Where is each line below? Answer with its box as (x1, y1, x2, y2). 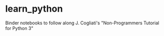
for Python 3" (5, 25, 34, 31)
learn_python (5, 3, 63, 15)
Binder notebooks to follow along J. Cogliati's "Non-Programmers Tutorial (5, 20, 159, 26)
